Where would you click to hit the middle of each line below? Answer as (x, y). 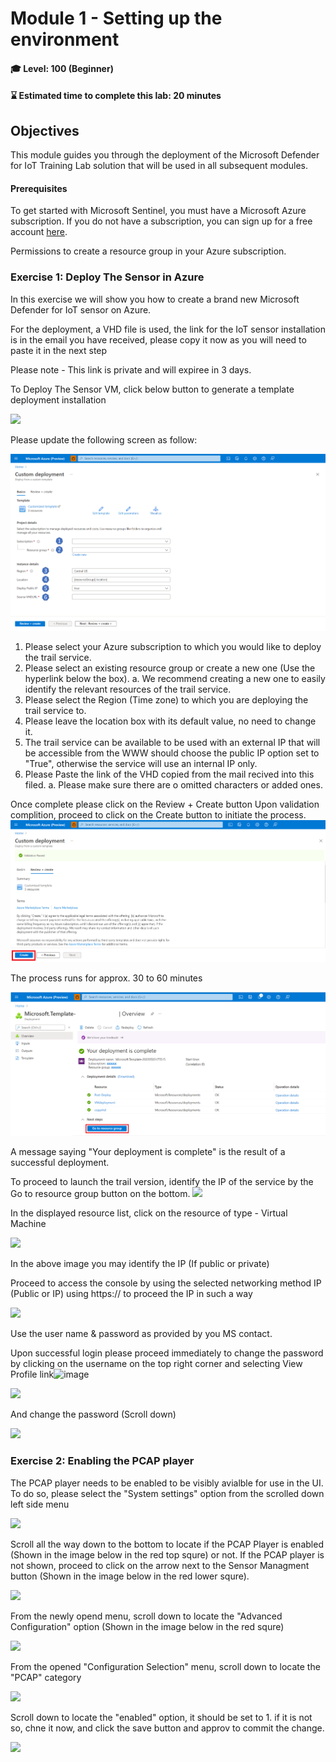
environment (65, 39)
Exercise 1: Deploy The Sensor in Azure (107, 277)
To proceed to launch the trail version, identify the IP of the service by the (162, 1182)
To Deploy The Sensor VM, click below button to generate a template (152, 389)
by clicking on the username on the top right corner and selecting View (156, 1364)
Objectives (45, 130)
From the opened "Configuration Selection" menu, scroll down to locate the (165, 1666)
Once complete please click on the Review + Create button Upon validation (165, 804)
